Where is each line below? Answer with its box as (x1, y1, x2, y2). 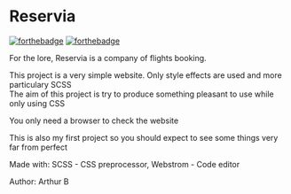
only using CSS (9, 97, 65, 108)
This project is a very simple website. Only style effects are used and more (9, 69, 282, 81)
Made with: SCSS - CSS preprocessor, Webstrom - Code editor (9, 159, 240, 169)
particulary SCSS (9, 79, 73, 89)
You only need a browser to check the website (9, 115, 179, 126)
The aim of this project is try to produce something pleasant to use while (9, 89, 274, 99)
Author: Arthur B (9, 175, 69, 187)
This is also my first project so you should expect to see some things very (9, 132, 279, 143)
